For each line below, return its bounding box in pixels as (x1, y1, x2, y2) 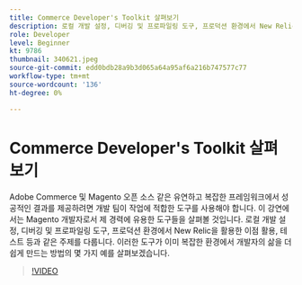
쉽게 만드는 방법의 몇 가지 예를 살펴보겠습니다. (9, 248, 171, 259)
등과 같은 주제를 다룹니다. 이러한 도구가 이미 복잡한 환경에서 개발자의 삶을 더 (25, 236, 292, 247)
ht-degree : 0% (9, 88, 63, 97)
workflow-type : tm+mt (9, 72, 91, 81)
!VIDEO (31, 266, 58, 277)
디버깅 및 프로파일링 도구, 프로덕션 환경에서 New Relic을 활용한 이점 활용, (21, 226, 279, 236)
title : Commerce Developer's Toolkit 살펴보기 (9, 13, 180, 22)
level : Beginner (9, 38, 70, 48)
